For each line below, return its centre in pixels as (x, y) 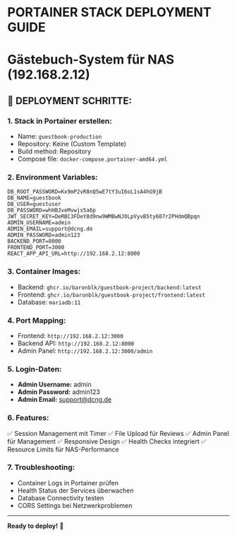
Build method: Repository (54, 151)
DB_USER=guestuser (34, 204)
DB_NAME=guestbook (34, 198)
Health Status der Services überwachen (75, 490)
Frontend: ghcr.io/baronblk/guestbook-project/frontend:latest (111, 294)
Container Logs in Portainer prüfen (68, 483)
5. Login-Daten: (35, 369)
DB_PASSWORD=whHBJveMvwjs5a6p (52, 210)
